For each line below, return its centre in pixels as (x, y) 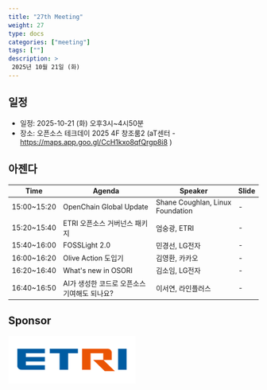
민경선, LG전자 (178, 245)
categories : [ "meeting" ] (49, 42)
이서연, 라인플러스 (184, 288)
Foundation (174, 211)
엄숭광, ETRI (175, 228)
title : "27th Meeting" (46, 17)
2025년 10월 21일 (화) (46, 68)
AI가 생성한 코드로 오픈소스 (104, 283)
